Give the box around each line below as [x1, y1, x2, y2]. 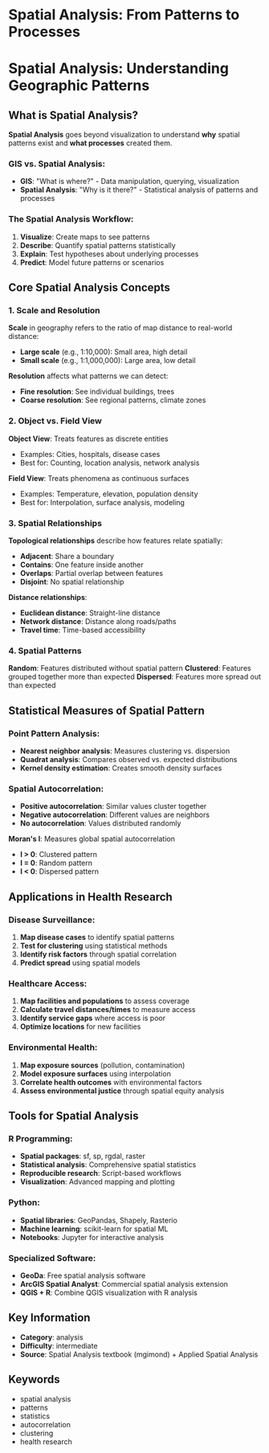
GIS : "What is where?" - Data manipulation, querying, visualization [19, 177, 239, 186]
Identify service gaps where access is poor [19, 1014, 166, 1023]
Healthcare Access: [8, 978, 88, 989]
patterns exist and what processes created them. [8, 138, 173, 148]
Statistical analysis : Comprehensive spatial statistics [19, 1160, 197, 1169]
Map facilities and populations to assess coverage [19, 996, 190, 1006]
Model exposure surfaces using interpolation [19, 1068, 171, 1078]
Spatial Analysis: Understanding [8, 59, 229, 78]
